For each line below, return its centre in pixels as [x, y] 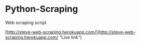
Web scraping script [26, 22]
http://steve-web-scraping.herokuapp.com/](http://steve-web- [71, 32]
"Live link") [70, 37]
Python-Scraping [42, 9]
